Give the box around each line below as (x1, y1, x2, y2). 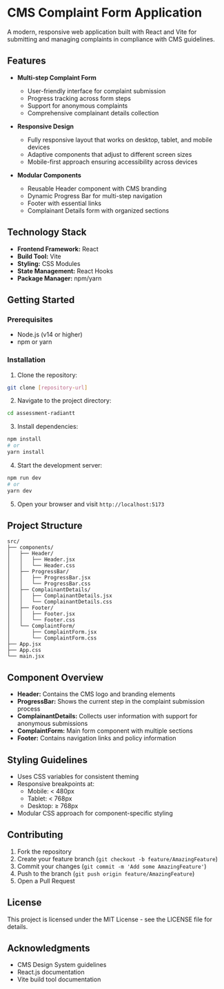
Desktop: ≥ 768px (27, 801, 79, 809)
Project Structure (7, 519, 83, 531)
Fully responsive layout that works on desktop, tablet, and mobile (27, 135, 212, 144)
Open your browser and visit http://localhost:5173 (17, 499, 165, 508)
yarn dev (7, 487, 32, 494)
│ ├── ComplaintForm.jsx (7, 628, 97, 636)
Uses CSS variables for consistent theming (17, 772, 139, 780)
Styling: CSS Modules (17, 259, 81, 267)
